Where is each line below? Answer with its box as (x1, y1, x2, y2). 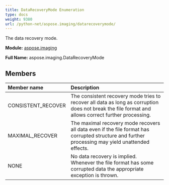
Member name (8, 84, 44, 91)
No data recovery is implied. (70, 153, 137, 160)
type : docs (5, 12, 28, 17)
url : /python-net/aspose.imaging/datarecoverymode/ (5, 21, 116, 27)
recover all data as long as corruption (70, 99, 159, 106)
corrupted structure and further (70, 132, 145, 139)
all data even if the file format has (70, 126, 149, 133)
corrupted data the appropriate (70, 165, 144, 172)
